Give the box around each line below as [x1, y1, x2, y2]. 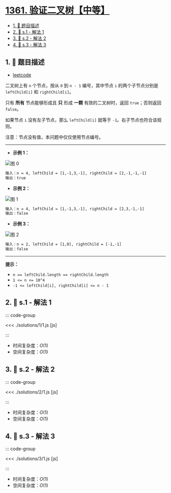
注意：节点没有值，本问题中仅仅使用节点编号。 [5, 134, 103, 140]
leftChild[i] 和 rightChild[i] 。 [5, 89, 74, 95]
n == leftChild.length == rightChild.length [12, 272, 109, 277]
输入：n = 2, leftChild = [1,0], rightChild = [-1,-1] [5, 242, 122, 247]
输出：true [5, 175, 26, 180]
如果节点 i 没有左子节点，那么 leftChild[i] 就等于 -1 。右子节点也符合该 [5, 117, 158, 123]
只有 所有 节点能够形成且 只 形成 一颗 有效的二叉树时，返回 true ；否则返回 [5, 99, 162, 106]
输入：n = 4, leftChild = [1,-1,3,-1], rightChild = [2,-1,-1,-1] [5, 170, 147, 176]
